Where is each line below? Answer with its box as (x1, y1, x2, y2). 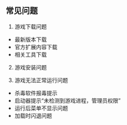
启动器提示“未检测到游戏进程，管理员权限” (14, 97, 121, 104)
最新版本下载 (14, 36, 47, 43)
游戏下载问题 (14, 23, 47, 30)
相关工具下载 (14, 51, 47, 58)
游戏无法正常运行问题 (14, 76, 68, 83)
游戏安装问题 (14, 63, 47, 71)
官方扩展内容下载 (14, 43, 58, 50)
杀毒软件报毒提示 (14, 89, 58, 97)
